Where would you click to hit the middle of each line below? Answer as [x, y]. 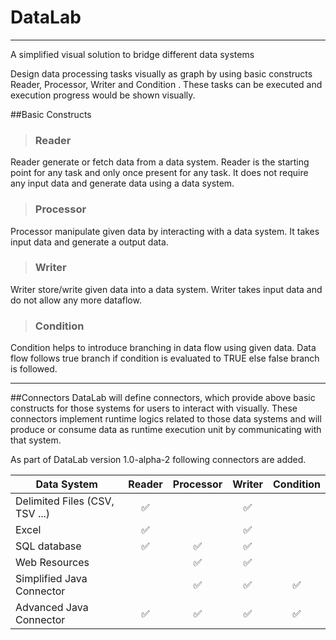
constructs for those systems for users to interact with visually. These [154, 408]
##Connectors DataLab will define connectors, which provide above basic [163, 398]
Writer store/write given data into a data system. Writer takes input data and [166, 289]
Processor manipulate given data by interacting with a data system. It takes [165, 231]
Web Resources [52, 563]
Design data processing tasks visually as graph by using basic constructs [161, 73]
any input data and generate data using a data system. [122, 183]
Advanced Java [52, 608]
